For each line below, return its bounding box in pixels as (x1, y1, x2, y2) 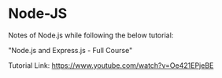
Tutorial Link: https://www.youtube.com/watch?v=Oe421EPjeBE (8, 60, 214, 70)
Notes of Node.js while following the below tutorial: (8, 30, 174, 40)
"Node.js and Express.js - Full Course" (8, 45, 133, 55)
